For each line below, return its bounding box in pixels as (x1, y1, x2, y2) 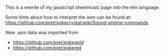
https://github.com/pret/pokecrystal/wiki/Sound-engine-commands (5, 20, 149, 25)
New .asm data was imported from (5, 30, 79, 35)
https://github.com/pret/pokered (12, 45, 82, 50)
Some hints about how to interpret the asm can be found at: (5, 14, 132, 20)
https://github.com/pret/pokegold (12, 39, 84, 45)
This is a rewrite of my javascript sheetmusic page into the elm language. (5, 5, 160, 10)
